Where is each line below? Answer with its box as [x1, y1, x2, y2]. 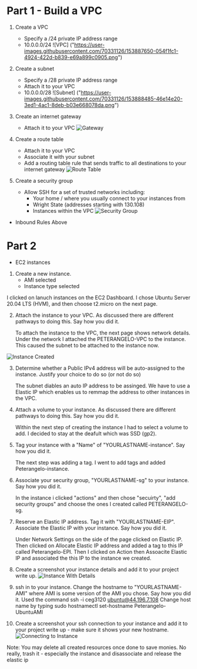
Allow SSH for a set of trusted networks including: [24, 188, 145, 195]
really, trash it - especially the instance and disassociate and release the [6, 650, 182, 657]
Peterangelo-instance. [15, 465, 69, 472]
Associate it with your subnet [24, 153, 95, 160]
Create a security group [15, 177, 73, 184]
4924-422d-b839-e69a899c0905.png [24, 53, 118, 61]
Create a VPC [15, 24, 49, 31]
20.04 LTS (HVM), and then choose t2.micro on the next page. [6, 300, 158, 307]
